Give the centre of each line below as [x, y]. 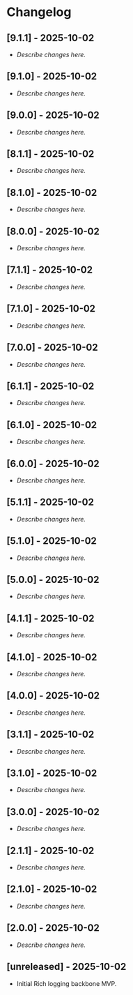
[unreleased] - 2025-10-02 [66, 967]
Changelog [39, 12]
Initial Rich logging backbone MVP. [66, 983]
